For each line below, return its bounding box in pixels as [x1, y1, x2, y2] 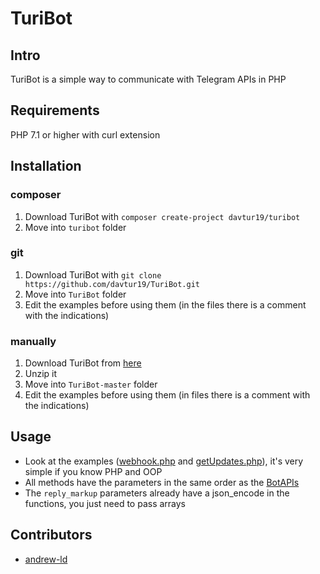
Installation [10, 158, 82, 175]
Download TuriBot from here [24, 357, 142, 369]
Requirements [10, 102, 100, 119]
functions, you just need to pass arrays [24, 497, 187, 509]
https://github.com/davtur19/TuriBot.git [24, 279, 200, 289]
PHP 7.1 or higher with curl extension [10, 128, 161, 141]
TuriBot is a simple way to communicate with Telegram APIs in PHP [10, 73, 287, 85]
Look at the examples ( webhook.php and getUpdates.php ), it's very [24, 455, 304, 467]
